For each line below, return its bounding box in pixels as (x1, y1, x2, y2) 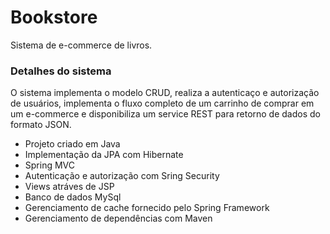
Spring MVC (24, 159, 76, 171)
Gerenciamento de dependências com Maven (24, 212, 213, 225)
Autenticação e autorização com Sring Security (24, 170, 220, 182)
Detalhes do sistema (10, 64, 112, 78)
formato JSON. (10, 119, 72, 131)
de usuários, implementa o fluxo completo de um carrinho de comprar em (10, 97, 315, 110)
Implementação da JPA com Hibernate (24, 149, 184, 161)
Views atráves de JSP (24, 181, 115, 193)
